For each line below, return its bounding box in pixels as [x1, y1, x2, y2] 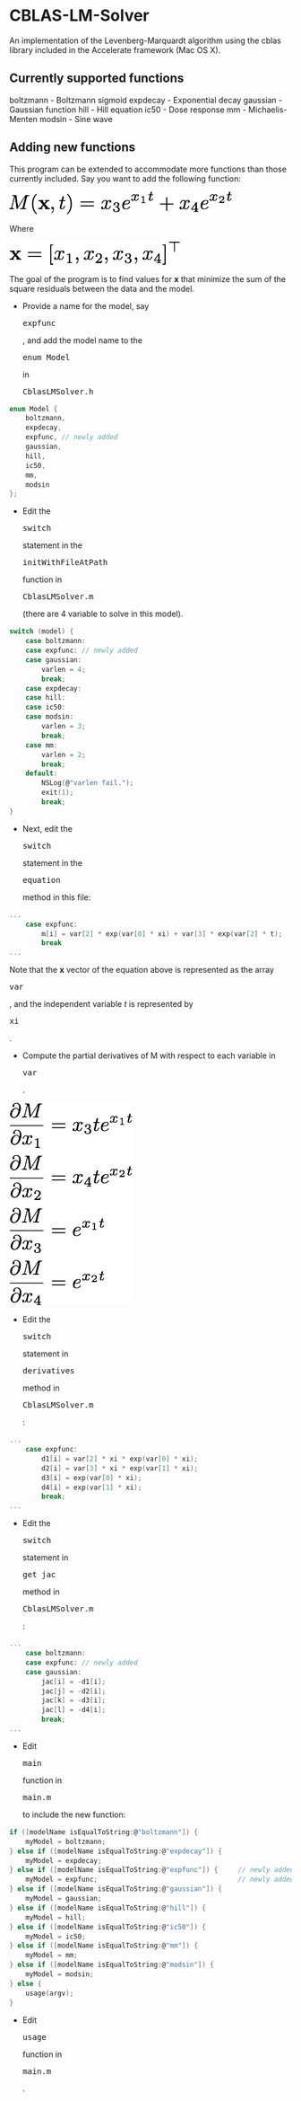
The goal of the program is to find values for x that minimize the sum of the [9, 273, 287, 284]
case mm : [25, 740, 58, 750]
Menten [9, 113, 38, 124]
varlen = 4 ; [41, 665, 87, 674]
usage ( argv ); [25, 1989, 74, 1998]
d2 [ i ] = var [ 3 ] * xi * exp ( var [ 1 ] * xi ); [41, 1463, 199, 1473]
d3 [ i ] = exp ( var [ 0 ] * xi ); [41, 1473, 142, 1482]
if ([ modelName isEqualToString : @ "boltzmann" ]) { [9, 1827, 199, 1837]
